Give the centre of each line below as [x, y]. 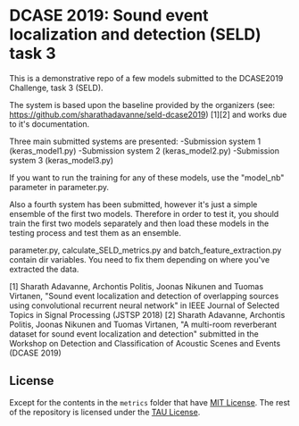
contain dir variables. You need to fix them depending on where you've [140, 259]
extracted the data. [44, 269]
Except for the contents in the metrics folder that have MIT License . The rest [149, 402]
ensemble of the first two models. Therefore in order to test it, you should [144, 213]
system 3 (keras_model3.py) [62, 160]
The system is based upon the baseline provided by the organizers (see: [142, 104]
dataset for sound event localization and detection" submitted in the [134, 334]
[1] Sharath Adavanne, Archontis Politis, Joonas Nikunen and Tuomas [137, 286]
